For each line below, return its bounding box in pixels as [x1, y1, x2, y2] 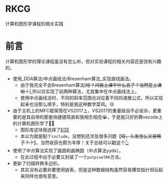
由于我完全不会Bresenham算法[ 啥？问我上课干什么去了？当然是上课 [20, 82, 162, 88]
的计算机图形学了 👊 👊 [12, 120, 55, 126]
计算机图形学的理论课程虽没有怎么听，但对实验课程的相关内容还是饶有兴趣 [5, 58, 161, 64]
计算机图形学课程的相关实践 [5, 20, 64, 27]
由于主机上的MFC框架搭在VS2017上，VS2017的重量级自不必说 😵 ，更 [12, 107, 157, 113]
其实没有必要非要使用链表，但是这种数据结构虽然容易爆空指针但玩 [20, 167, 159, 173]
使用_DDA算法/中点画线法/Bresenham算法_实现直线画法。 [12, 75, 134, 82]
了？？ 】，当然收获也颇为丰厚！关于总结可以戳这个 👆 [20, 139, 129, 146]
